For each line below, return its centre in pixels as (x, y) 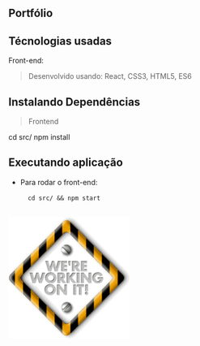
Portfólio (31, 13)
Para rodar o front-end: (59, 182)
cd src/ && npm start (64, 198)
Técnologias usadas (60, 41)
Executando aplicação (66, 163)
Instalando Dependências (74, 102)
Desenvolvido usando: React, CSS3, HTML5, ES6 (110, 76)
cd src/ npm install (39, 137)
